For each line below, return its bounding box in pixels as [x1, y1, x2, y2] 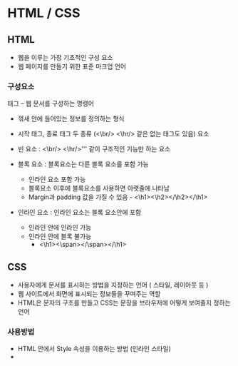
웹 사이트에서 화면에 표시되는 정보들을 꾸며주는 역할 [17, 290, 161, 298]
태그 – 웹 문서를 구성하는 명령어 [7, 99, 95, 108]
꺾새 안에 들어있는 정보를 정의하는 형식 [17, 114, 125, 123]
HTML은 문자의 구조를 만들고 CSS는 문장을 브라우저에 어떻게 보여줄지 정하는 [17, 298, 231, 307]
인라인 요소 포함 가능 [28, 175, 86, 183]
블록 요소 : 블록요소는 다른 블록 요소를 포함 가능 [17, 160, 149, 168]
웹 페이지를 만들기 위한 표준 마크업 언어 [17, 62, 127, 71]
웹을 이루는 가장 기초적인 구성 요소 [17, 54, 113, 61]
